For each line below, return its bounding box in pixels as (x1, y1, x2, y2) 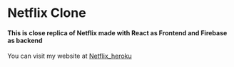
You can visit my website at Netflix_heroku (7, 51, 132, 61)
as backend (7, 36, 43, 44)
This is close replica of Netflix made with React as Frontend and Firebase (7, 28, 228, 37)
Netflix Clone (7, 5, 87, 21)
